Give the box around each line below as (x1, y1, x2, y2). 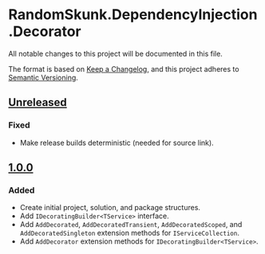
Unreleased (8, 96, 68, 109)
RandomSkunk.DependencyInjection (8, 6, 258, 24)
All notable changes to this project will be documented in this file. (8, 49, 223, 58)
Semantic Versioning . (8, 72, 78, 82)
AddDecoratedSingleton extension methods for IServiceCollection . (19, 229, 239, 238)
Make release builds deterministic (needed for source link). (19, 138, 214, 147)
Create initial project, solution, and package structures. (19, 203, 201, 213)
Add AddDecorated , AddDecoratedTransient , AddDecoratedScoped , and (19, 220, 243, 229)
